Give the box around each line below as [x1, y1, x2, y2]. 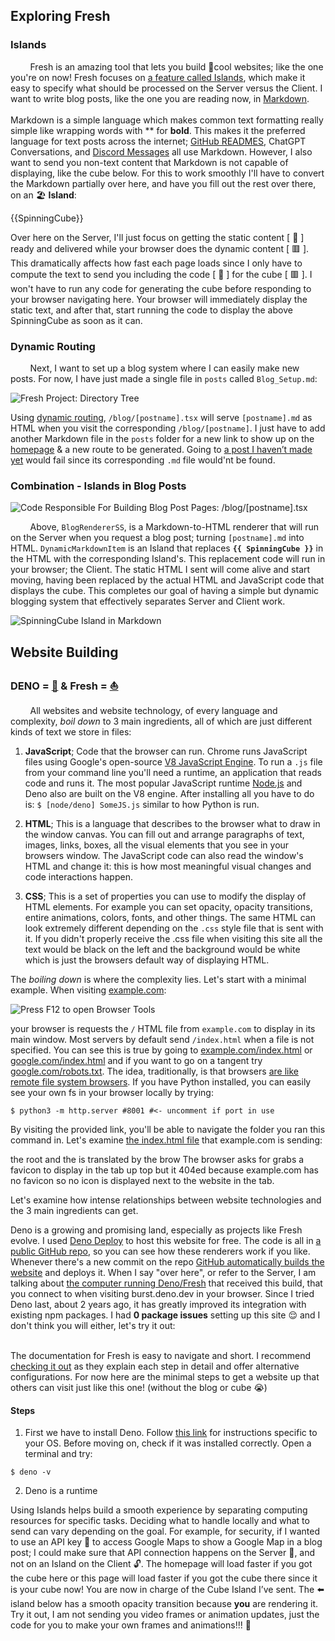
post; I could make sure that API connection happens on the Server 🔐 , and [10, 1547, 316, 1559]
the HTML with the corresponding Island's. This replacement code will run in [10, 553, 326, 565]
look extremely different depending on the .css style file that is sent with [24, 922, 324, 934]
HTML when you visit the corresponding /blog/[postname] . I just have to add [10, 422, 326, 434]
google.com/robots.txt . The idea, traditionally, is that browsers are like [10, 1065, 299, 1077]
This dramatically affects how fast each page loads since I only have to [10, 257, 303, 269]
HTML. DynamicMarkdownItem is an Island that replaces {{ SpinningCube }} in [10, 542, 324, 554]
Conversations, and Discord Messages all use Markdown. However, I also [10, 145, 313, 158]
